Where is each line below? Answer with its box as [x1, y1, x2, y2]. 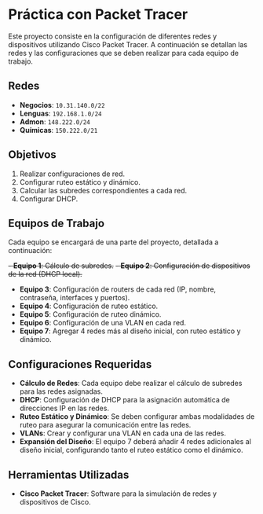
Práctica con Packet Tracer [8, 6, 188, 24]
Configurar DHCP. [19, 194, 79, 204]
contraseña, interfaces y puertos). [19, 293, 130, 303]
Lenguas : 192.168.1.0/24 [19, 108, 102, 118]
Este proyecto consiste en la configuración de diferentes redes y [8, 31, 217, 41]
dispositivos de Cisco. [19, 497, 92, 506]
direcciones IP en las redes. [19, 403, 110, 413]
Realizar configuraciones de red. [19, 169, 126, 178]
